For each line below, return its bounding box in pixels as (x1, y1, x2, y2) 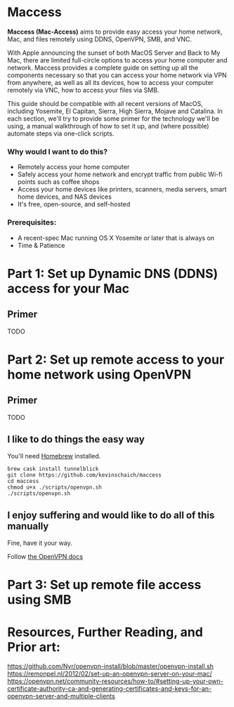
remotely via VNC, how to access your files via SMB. (7, 86, 160, 94)
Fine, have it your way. (7, 538, 72, 548)
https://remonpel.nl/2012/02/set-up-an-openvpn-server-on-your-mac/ (7, 670, 212, 678)
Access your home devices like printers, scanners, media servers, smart (17, 185, 227, 194)
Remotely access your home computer (17, 163, 130, 171)
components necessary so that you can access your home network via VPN (7, 71, 227, 79)
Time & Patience (17, 241, 65, 249)
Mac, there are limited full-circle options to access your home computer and (7, 55, 228, 64)
